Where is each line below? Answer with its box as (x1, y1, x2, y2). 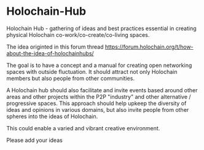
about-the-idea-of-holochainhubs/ (6, 49, 94, 57)
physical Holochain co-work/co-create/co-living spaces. (6, 31, 150, 38)
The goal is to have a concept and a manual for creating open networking (6, 61, 192, 69)
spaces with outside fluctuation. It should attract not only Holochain (6, 68, 178, 75)
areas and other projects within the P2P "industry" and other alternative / (6, 93, 192, 100)
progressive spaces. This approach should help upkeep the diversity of (6, 100, 187, 107)
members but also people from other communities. (6, 74, 135, 82)
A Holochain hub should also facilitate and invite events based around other (6, 86, 198, 93)
